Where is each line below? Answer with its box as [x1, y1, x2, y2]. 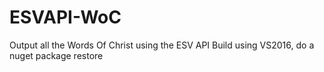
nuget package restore [9, 49, 104, 61]
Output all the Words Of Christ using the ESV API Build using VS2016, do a [9, 39, 315, 51]
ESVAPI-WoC [9, 6, 122, 29]
